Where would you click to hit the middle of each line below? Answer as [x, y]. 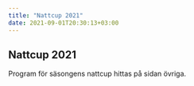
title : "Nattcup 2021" [46, 15]
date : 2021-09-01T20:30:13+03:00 [64, 23]
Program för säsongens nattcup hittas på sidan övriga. [97, 74]
